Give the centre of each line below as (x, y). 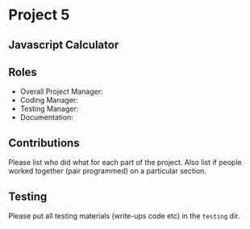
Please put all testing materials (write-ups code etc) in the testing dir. (124, 216)
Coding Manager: (49, 100)
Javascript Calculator (64, 45)
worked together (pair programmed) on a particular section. (108, 171)
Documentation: (47, 117)
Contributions (44, 143)
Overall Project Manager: (61, 91)
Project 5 (39, 15)
